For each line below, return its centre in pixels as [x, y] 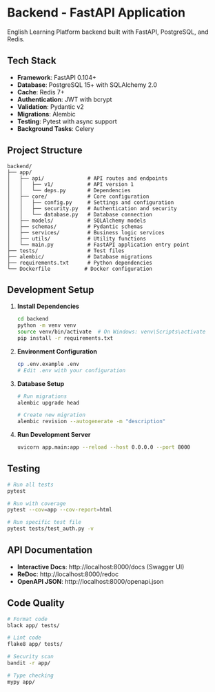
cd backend [33, 319]
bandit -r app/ [29, 663]
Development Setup [51, 290]
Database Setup [41, 383]
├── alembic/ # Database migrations [80, 256]
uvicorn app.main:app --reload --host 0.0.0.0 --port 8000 [104, 447]
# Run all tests [30, 485]
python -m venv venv [47, 325]
